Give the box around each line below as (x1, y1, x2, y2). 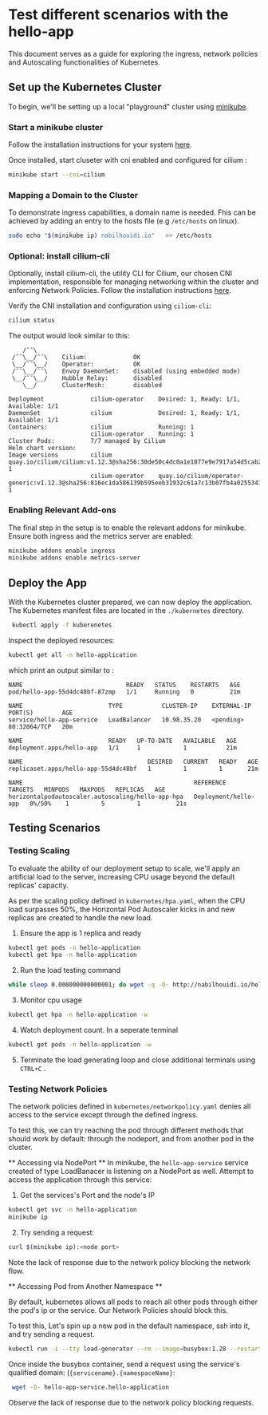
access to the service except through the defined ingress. (8, 1110, 199, 1120)
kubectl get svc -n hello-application (8, 1206, 137, 1214)
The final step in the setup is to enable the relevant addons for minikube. (8, 523, 246, 532)
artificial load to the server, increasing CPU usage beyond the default (8, 872, 235, 881)
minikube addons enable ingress (8, 547, 116, 555)
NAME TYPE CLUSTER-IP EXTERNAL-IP (8, 702, 251, 709)
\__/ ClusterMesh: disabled (22, 381, 162, 389)
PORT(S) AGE (8, 709, 73, 717)
